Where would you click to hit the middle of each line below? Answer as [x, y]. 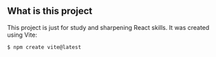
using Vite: [22, 35]
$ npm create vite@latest [44, 47]
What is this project [50, 11]
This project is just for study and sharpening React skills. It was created [108, 27]
